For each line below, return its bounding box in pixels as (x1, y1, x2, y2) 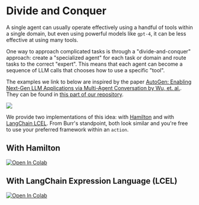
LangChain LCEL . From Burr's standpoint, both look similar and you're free (6, 120, 188, 127)
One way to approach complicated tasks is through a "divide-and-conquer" (6, 47, 191, 55)
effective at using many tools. (6, 36, 78, 43)
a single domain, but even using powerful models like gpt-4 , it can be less (6, 30, 187, 37)
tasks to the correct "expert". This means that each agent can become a (6, 60, 183, 68)
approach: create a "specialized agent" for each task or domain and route (6, 54, 187, 61)
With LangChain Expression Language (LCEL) (6, 176, 178, 186)
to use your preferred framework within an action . (6, 126, 129, 133)
